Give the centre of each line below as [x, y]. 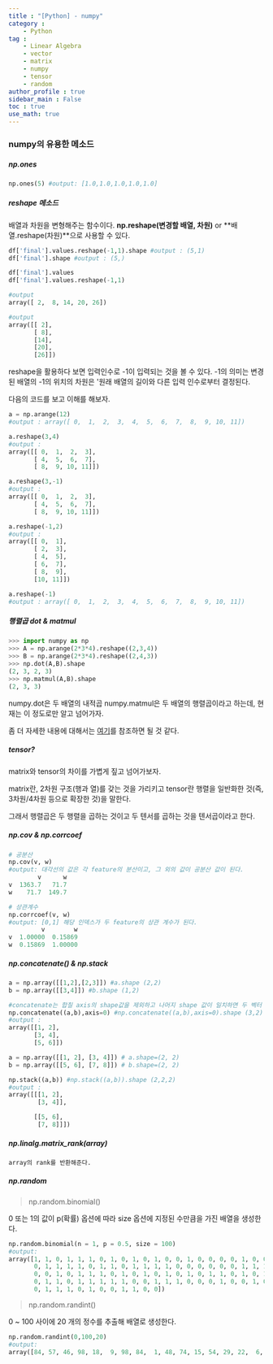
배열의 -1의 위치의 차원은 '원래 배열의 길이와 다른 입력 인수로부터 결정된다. [133, 382]
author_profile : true [47, 91]
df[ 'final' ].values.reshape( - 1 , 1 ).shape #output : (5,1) [107, 250]
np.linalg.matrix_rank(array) [58, 1143]
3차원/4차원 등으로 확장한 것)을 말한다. [70, 798]
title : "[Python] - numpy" [56, 16]
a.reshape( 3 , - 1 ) [36, 482]
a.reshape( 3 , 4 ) [34, 437]
